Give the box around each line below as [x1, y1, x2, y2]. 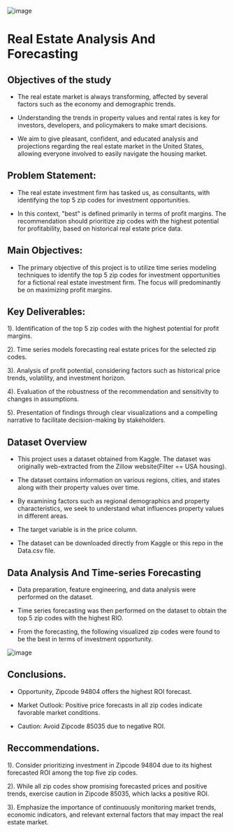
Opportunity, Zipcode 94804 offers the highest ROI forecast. [17, 687, 192, 695]
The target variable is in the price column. [17, 526, 138, 534]
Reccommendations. [7, 742, 100, 754]
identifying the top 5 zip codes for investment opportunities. [17, 196, 191, 204]
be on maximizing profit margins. [17, 285, 112, 294]
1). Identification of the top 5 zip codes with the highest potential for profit [7, 325, 219, 333]
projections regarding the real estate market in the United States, [17, 142, 204, 150]
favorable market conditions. [17, 708, 100, 716]
